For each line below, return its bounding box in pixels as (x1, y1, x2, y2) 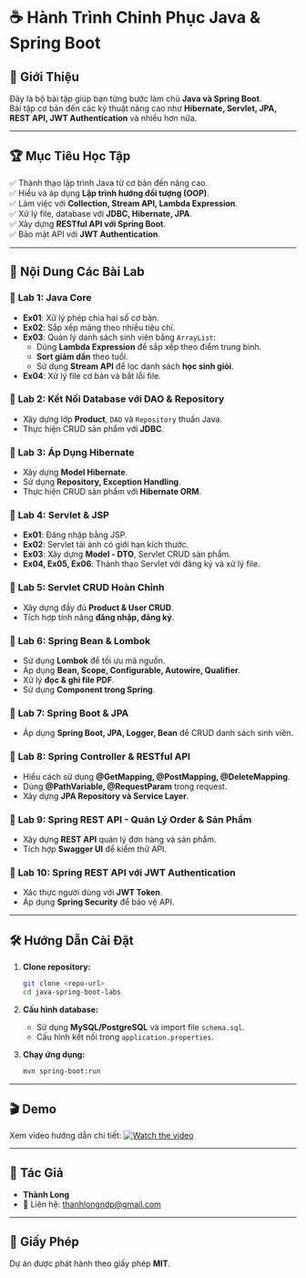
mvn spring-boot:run (22, 1067, 101, 1076)
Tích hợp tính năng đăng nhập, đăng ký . (22, 611, 175, 622)
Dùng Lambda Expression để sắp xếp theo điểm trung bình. (36, 341, 262, 352)
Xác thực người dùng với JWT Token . (22, 887, 163, 898)
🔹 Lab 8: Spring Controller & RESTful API (9, 751, 191, 763)
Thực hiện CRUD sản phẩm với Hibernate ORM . (22, 486, 202, 497)
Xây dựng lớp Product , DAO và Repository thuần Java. (22, 414, 223, 424)
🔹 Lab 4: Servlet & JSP (9, 509, 109, 522)
